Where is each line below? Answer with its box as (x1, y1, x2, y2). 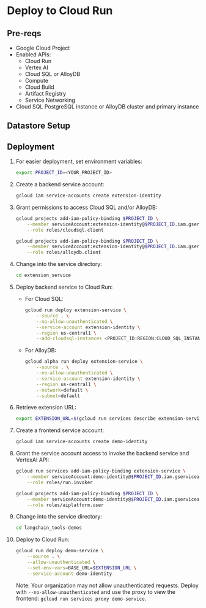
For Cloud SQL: (24, 295, 64, 303)
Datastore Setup (7, 121, 71, 131)
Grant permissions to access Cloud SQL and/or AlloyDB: (15, 203, 158, 211)
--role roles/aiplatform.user (27, 502, 104, 508)
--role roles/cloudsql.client (27, 227, 104, 233)
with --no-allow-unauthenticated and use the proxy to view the (15, 588, 176, 595)
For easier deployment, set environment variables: (15, 158, 142, 165)
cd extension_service (15, 272, 71, 279)
